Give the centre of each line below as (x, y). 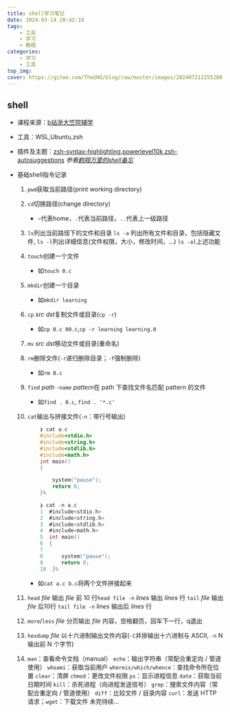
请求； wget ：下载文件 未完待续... (73, 701)
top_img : (20, 71)
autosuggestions (41, 160)
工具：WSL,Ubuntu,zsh (50, 137)
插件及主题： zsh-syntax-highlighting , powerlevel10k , (91, 152)
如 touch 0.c (55, 271)
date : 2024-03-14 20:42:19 (46, 20)
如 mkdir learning (62, 300)
